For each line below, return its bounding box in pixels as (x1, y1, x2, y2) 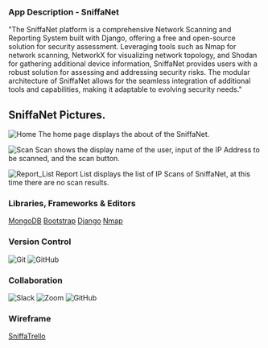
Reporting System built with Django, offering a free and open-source (8, 33, 236, 43)
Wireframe (8, 313, 52, 324)
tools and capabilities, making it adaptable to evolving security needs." (8, 85, 243, 94)
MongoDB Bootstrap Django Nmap (8, 216, 123, 226)
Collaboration (8, 275, 63, 286)
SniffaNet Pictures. (8, 108, 106, 122)
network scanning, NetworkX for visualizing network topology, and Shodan (8, 51, 258, 60)
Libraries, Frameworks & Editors (8, 198, 136, 209)
